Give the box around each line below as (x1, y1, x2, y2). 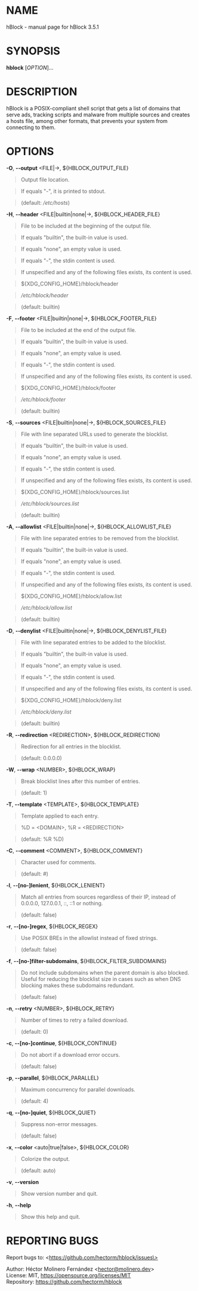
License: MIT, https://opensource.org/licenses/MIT (6, 1271, 131, 1278)
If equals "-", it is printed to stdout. (20, 187, 106, 195)
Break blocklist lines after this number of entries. (20, 777, 140, 785)
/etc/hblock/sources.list (20, 500, 79, 507)
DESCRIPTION (6, 85, 78, 99)
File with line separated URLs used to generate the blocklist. (20, 431, 169, 438)
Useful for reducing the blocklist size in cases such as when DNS (20, 975, 181, 982)
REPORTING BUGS (6, 1234, 99, 1247)
